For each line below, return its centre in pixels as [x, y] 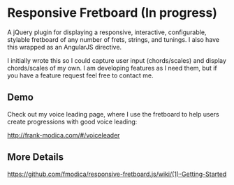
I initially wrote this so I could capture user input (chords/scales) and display [117, 60]
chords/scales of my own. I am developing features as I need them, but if [112, 68]
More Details [36, 157]
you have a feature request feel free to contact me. [80, 75]
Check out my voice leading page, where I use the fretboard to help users [113, 114]
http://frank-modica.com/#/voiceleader [64, 135]
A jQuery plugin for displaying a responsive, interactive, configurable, [107, 32]
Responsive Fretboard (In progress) [112, 13]
